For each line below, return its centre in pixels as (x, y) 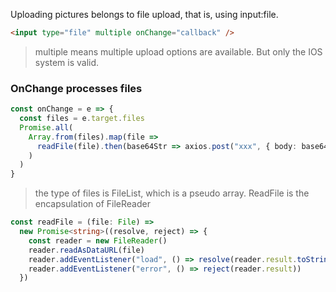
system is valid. (67, 62)
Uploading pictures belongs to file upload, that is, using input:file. (144, 14)
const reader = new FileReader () (98, 240)
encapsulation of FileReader (92, 204)
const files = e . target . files (82, 119)
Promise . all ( (46, 127)
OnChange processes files (76, 88)
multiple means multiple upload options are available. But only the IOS (178, 51)
